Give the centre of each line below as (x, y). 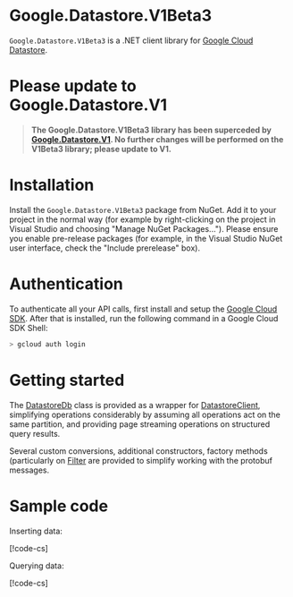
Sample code (59, 506)
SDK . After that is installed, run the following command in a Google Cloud (144, 318)
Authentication (66, 284)
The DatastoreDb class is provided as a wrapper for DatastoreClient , (135, 405)
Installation (52, 185)
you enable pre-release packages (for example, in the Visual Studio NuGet (146, 238)
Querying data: (37, 566)
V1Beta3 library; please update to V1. (101, 149)
